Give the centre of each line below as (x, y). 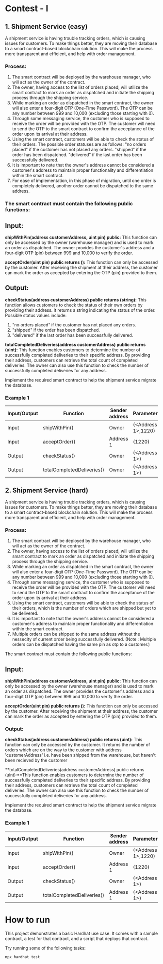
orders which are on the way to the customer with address (64, 750)
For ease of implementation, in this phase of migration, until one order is (84, 181)
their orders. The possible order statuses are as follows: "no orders (79, 144)
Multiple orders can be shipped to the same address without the (76, 634)
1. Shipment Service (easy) (46, 27)
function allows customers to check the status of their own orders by (74, 305)
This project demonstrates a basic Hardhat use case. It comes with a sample (81, 933)
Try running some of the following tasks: (45, 948)
